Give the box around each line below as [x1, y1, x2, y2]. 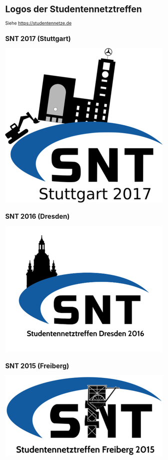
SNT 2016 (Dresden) [5, 212, 70, 221]
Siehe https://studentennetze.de [5, 20, 72, 26]
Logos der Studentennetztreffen [5, 4, 142, 15]
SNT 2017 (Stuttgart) [5, 35, 71, 43]
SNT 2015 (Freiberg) [5, 362, 69, 370]
